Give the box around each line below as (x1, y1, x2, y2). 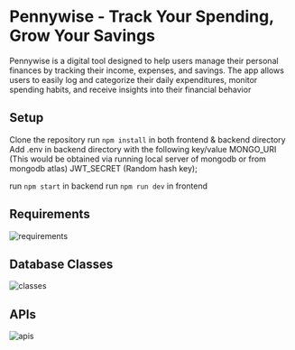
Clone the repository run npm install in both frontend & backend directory (9, 134, 286, 145)
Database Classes (9, 256, 114, 272)
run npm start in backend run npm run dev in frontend (9, 180, 208, 191)
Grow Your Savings (9, 25, 156, 46)
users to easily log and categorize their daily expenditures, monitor (9, 74, 258, 85)
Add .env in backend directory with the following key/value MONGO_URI (9, 143, 277, 154)
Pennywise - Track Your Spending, (9, 6, 274, 27)
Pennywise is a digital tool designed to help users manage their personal (9, 55, 279, 66)
